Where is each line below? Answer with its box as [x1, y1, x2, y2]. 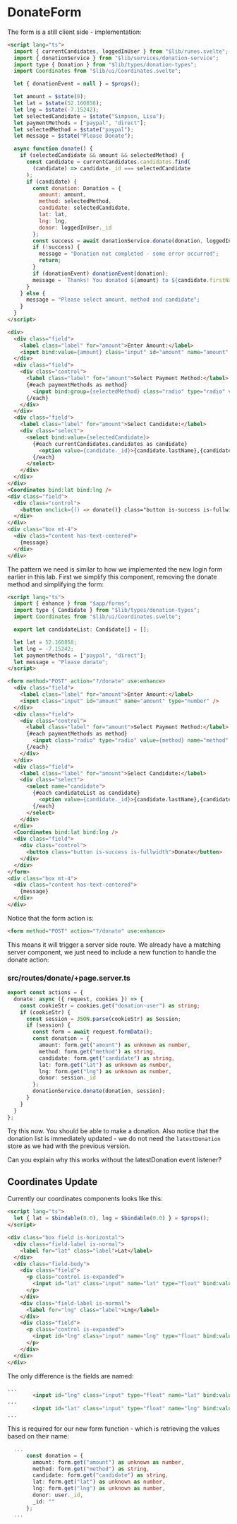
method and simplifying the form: [7, 580, 104, 589]
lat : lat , [38, 211, 68, 218]
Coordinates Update [7, 1176, 98, 1188]
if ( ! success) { [32, 244, 80, 251]
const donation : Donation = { [32, 184, 121, 191]
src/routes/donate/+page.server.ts [7, 973, 130, 983]
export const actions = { [7, 989, 83, 996]
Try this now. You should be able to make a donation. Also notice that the [7, 1126, 219, 1135]
